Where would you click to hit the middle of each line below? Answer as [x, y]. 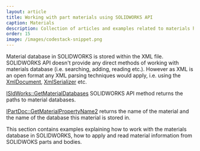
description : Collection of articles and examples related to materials [98, 28]
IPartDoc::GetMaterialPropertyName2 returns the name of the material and [98, 111]
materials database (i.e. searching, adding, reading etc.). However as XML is [100, 69]
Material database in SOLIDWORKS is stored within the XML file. [85, 56]
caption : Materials [30, 23]
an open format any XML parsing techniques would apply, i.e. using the [93, 75]
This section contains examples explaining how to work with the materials [96, 129]
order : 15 [18, 34]
